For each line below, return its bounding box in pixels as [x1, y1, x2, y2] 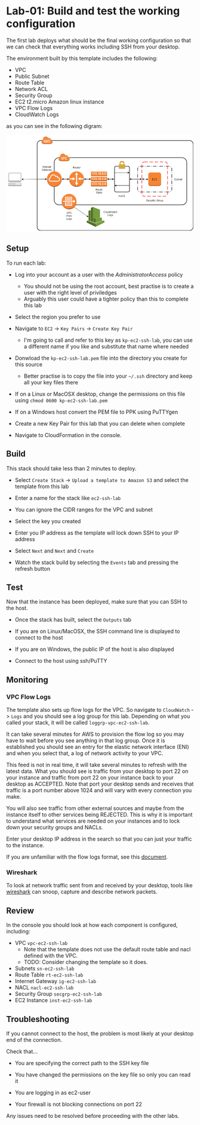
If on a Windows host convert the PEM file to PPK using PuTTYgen [14, 408, 178, 416]
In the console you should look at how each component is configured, [6, 921, 178, 929]
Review [6, 905, 35, 915]
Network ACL [14, 85, 48, 92]
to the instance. [6, 842, 45, 849]
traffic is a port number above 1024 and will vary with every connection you [6, 787, 192, 794]
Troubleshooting [6, 1014, 70, 1024]
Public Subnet [14, 72, 50, 80]
